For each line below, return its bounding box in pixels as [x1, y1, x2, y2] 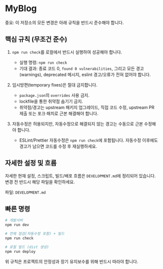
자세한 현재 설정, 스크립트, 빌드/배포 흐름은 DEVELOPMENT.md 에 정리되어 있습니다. [5, 173, 156, 179]
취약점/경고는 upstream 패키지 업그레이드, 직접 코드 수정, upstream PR [19, 104, 155, 110]
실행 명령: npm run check [19, 59, 67, 65]
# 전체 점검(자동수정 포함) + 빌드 [5, 232, 65, 236]
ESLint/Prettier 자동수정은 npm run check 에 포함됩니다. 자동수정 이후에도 [19, 137, 158, 143]
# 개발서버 [5, 218, 23, 223]
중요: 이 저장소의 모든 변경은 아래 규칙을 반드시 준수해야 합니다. [5, 19, 124, 25]
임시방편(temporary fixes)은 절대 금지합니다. [12, 82, 98, 88]
